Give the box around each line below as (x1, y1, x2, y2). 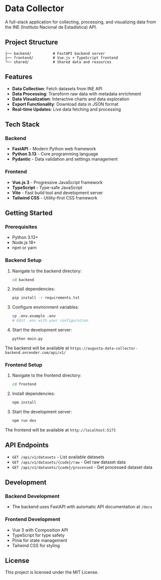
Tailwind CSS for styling (12, 542, 60, 548)
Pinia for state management (12, 537, 67, 543)
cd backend (12, 277, 34, 282)
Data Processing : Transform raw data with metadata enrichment (12, 91, 142, 97)
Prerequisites (5, 223, 37, 230)
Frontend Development (5, 516, 61, 523)
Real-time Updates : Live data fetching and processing (12, 106, 121, 112)
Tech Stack (5, 120, 40, 129)
